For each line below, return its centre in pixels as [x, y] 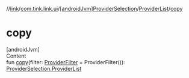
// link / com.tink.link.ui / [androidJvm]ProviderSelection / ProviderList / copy [94, 9]
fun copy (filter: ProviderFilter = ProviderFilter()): [66, 62]
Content [16, 56]
